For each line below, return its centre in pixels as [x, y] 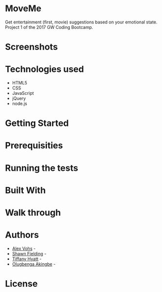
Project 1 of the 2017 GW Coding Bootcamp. [49, 27]
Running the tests [42, 168]
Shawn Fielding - [29, 253]
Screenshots [31, 47]
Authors [22, 235]
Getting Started [37, 123]
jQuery [19, 99]
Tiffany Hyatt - [27, 259]
